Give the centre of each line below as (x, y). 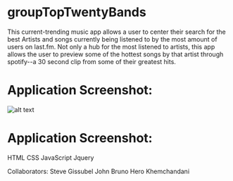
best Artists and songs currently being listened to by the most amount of (112, 39)
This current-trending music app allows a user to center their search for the (117, 32)
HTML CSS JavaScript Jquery (51, 157)
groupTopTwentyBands (77, 12)
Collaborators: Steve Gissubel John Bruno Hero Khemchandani (99, 171)
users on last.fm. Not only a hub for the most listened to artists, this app (111, 46)
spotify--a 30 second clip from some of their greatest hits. (92, 61)
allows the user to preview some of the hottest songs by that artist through (115, 54)
